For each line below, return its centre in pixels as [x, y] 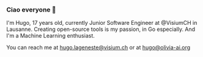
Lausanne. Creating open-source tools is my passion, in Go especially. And [101, 29]
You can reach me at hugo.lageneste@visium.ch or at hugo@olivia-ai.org [98, 47]
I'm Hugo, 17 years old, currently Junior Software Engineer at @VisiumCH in [102, 23]
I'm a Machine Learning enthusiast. [50, 36]
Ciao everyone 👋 [31, 10]
